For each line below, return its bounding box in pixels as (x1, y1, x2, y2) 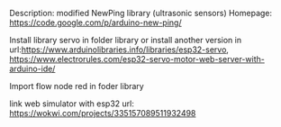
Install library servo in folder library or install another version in (9, 35, 241, 45)
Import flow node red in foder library (9, 81, 144, 91)
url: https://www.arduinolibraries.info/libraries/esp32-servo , (9, 44, 230, 55)
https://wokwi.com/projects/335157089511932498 (9, 108, 196, 118)
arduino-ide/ (9, 63, 56, 74)
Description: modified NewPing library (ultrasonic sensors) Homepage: (9, 8, 273, 18)
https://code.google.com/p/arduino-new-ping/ (9, 17, 182, 28)
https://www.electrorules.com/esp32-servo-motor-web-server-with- (9, 54, 266, 64)
